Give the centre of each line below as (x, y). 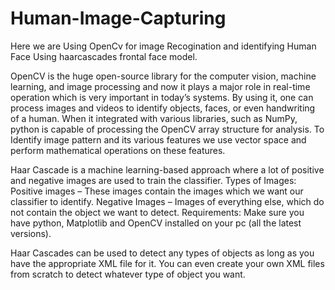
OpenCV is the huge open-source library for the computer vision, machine (163, 76)
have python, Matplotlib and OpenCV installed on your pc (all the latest (156, 223)
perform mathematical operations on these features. (118, 150)
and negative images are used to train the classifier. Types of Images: (153, 180)
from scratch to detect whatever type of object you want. (128, 274)
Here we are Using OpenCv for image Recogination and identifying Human (163, 46)
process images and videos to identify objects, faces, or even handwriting (163, 108)
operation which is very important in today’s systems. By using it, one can (162, 97)
